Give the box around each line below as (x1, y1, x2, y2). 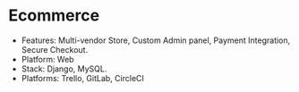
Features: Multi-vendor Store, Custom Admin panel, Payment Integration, (21, 35, 291, 46)
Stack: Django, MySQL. (21, 63, 107, 74)
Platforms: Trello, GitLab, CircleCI (21, 72, 145, 83)
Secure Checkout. (21, 44, 89, 54)
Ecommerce (8, 5, 100, 26)
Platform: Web (21, 54, 74, 64)
